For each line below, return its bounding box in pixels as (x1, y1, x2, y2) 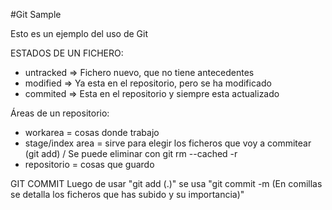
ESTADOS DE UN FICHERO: (10, 47, 124, 59)
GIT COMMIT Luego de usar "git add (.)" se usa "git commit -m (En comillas (10, 178, 323, 189)
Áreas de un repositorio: (10, 107, 110, 119)
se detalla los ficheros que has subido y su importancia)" (10, 189, 245, 200)
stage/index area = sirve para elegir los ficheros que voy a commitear (24, 137, 312, 149)
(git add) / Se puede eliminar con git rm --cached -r (24, 148, 238, 159)
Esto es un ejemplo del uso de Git (10, 28, 148, 39)
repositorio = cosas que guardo (24, 159, 155, 170)
